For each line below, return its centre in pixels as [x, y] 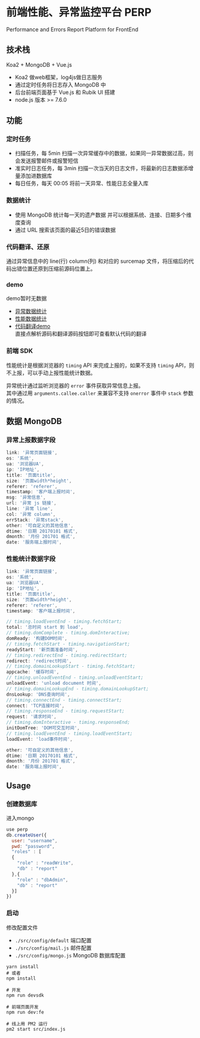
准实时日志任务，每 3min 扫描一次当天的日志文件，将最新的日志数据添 [102, 168]
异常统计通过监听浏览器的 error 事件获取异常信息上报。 [75, 385]
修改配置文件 [22, 927]
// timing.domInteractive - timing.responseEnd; [68, 723]
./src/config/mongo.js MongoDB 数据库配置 [70, 955]
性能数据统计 [31, 319]
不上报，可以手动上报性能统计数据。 [51, 372]
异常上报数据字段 [31, 440]
